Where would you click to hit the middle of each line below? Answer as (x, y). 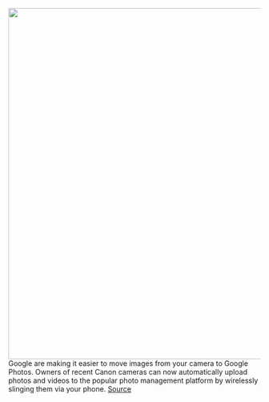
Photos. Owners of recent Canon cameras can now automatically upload (128, 372)
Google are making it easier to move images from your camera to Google (128, 363)
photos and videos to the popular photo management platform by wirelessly (133, 380)
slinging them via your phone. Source (70, 389)
